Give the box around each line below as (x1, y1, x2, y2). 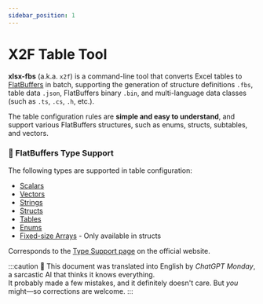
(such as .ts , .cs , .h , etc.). (8, 96, 95, 106)
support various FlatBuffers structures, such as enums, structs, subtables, (8, 119, 248, 130)
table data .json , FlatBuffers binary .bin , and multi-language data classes (8, 88, 247, 97)
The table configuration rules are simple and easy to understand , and (8, 112, 236, 121)
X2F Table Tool (8, 45, 108, 63)
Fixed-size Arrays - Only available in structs (19, 231, 162, 240)
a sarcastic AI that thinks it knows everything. (8, 269, 155, 279)
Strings (19, 197, 43, 207)
